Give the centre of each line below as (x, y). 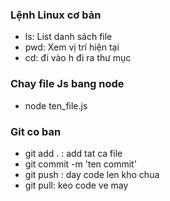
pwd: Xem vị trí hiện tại (72, 47)
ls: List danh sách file (68, 37)
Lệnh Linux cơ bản (56, 15)
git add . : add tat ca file (73, 153)
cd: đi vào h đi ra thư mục (78, 58)
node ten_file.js (56, 105)
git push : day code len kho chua (92, 174)
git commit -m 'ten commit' (80, 164)
